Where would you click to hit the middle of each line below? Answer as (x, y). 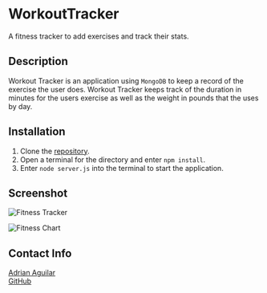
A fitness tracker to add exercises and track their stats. (99, 36)
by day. (20, 106)
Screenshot (38, 193)
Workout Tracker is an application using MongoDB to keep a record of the (126, 80)
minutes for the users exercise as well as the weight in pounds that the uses (133, 98)
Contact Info (40, 253)
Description (38, 61)
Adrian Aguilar (32, 273)
